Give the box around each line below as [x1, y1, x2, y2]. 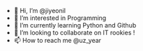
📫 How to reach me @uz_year [13, 37, 102, 44]
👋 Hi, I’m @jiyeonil [13, 7, 66, 14]
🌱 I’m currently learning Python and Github [13, 21, 137, 29]
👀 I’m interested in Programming [13, 14, 107, 22]
